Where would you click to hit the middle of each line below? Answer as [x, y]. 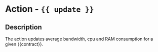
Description [23, 27]
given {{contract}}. [24, 44]
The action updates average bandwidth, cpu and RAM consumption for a [79, 39]
